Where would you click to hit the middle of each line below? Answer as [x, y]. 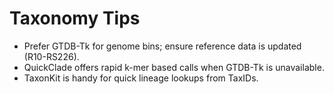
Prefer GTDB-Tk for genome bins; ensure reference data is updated [162, 46]
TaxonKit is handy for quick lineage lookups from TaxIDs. [141, 78]
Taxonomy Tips [75, 18]
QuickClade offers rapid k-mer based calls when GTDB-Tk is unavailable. [174, 67]
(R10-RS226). [51, 56]
